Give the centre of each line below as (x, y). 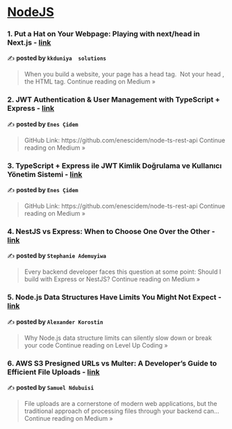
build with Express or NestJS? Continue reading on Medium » (112, 279)
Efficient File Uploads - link (53, 372)
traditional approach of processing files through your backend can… (122, 411)
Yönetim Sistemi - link (45, 174)
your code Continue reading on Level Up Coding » (96, 345)
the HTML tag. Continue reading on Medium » (90, 81)
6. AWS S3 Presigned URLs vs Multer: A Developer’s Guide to (112, 363)
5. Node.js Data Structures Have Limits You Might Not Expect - (115, 297)
